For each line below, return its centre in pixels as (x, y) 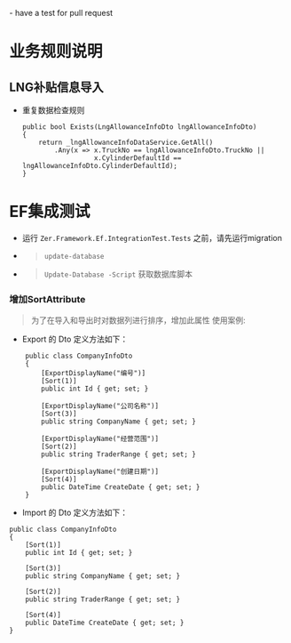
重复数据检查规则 (53, 110)
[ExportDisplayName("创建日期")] (100, 472)
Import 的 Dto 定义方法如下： (75, 513)
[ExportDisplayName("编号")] (94, 374)
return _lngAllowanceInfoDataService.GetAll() (126, 142)
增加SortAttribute (47, 299)
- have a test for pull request (61, 13)
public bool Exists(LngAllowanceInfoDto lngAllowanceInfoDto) (139, 127)
